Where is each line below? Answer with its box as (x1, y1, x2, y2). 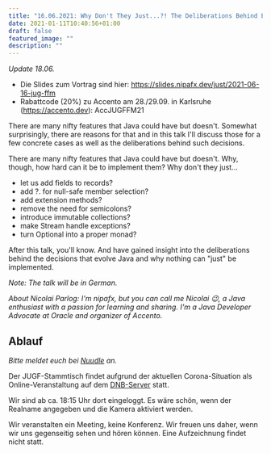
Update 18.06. (8, 64, 55, 73)
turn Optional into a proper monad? (19, 229, 137, 239)
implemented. (8, 262, 54, 272)
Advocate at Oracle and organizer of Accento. (8, 311, 163, 321)
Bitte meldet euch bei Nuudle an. (8, 355, 118, 365)
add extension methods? (19, 195, 102, 205)
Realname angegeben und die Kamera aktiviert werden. (8, 404, 194, 413)
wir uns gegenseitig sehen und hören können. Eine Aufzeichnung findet (8, 428, 247, 438)
